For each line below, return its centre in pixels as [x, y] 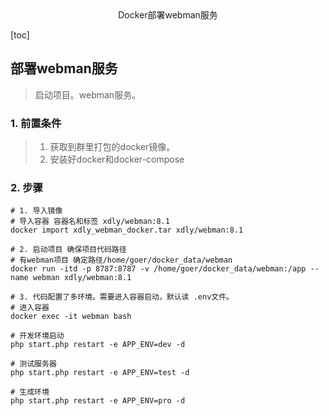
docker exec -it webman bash [71, 317]
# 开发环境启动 [37, 336]
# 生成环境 [30, 392]
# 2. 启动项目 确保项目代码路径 [68, 250]
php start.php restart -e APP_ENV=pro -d [98, 401]
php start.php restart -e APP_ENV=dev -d [98, 345]
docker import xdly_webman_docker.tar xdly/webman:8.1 [127, 230]
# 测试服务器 [33, 364]
